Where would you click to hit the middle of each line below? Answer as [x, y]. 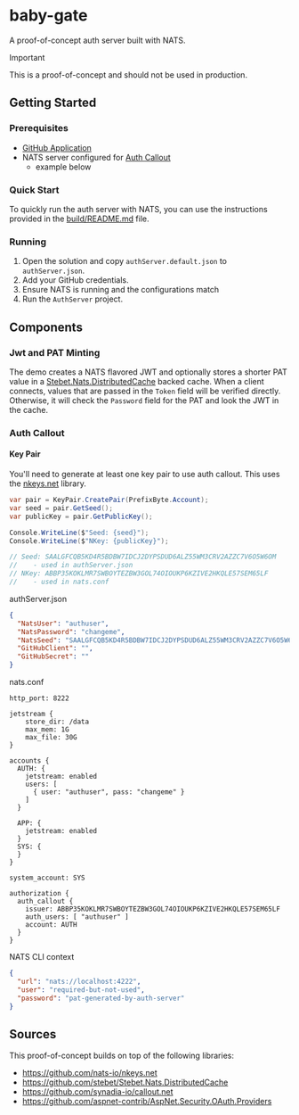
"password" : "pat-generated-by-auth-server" [101, 998]
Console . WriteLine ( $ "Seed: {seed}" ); [79, 533]
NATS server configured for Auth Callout [96, 157]
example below [63, 167]
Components [46, 327]
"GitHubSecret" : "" [53, 657]
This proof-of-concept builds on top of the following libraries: [121, 1056]
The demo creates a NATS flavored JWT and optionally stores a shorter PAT [148, 372]
